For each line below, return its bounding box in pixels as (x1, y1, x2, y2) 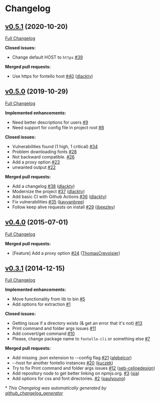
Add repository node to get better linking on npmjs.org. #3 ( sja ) (12, 370, 140, 377)
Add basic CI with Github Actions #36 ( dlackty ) (12, 194, 107, 200)
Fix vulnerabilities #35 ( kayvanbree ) (12, 199, 84, 204)
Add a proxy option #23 (12, 159, 60, 165)
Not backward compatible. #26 (12, 154, 75, 159)
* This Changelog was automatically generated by (5, 385, 107, 391)
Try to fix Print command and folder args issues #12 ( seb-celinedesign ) (12, 365, 155, 371)
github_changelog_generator (5, 390, 63, 396)
